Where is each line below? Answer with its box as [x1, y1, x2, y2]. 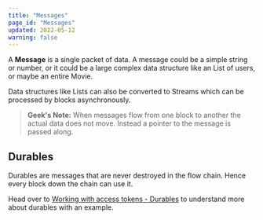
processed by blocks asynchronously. [8, 95, 131, 104]
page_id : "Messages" [8, 19, 76, 27]
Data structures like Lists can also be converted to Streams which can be [8, 87, 245, 97]
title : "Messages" [8, 11, 68, 20]
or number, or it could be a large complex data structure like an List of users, [8, 64, 256, 73]
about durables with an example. [8, 203, 114, 212]
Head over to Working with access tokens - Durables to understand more [8, 194, 245, 204]
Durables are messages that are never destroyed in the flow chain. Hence [8, 170, 247, 181]
